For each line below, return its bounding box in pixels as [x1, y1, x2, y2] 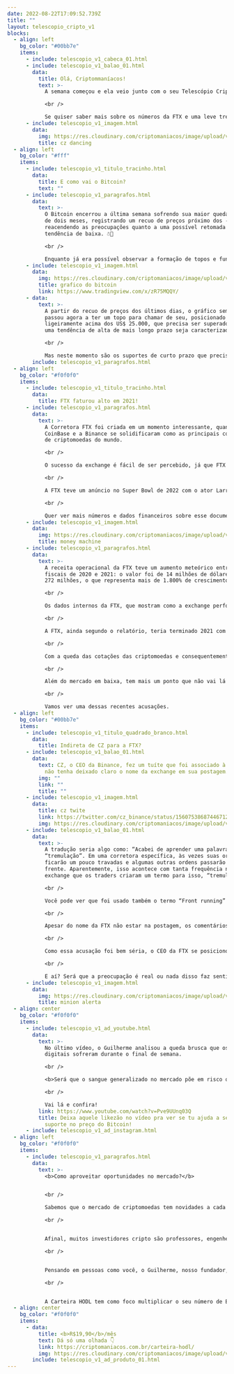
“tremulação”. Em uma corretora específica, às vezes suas [44, 853, 219, 860]
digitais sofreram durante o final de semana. [44, 1051, 182, 1058]
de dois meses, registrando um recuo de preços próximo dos [44, 217, 223, 224]
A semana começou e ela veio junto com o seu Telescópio [44, 88, 214, 95]
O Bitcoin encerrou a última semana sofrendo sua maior [44, 211, 210, 218]
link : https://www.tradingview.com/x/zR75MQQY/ [38, 288, 179, 295]
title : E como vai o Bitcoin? [38, 178, 127, 185]
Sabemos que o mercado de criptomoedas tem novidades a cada [44, 1204, 226, 1211]
